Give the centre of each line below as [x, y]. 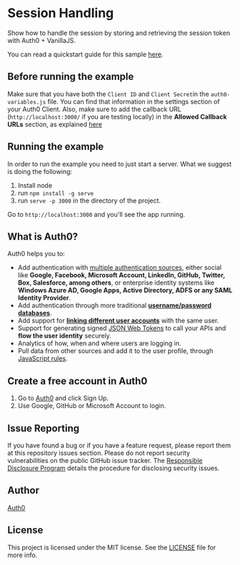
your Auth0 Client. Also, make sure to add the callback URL [95, 109]
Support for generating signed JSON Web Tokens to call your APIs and [122, 328]
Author [23, 490]
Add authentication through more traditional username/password [115, 305]
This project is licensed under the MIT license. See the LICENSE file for [112, 547]
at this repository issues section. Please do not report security [99, 453]
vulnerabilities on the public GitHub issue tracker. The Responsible [105, 460]
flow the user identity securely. [65, 336]
